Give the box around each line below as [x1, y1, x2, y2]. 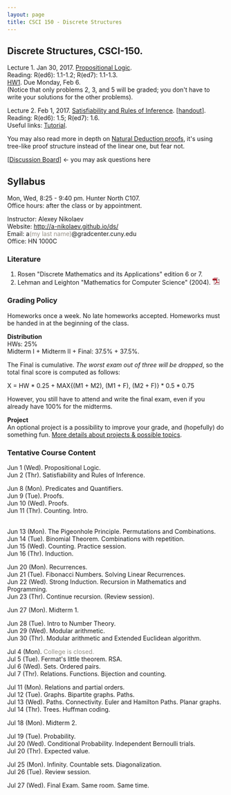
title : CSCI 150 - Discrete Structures [7, 18, 122, 26]
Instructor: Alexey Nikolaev [7, 215, 84, 224]
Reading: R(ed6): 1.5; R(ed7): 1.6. [7, 114, 100, 122]
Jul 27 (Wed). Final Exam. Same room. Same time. [7, 781, 150, 789]
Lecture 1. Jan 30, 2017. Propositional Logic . [7, 63, 133, 72]
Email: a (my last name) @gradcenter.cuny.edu [7, 230, 137, 238]
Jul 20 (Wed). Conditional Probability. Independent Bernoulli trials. [7, 739, 196, 748]
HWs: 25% [7, 340, 38, 348]
